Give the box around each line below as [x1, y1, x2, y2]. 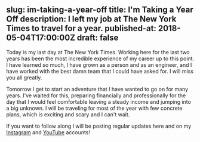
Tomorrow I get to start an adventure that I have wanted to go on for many [6, 85, 189, 92]
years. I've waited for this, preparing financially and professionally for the [6, 92, 186, 99]
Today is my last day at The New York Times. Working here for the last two [6, 48, 190, 55]
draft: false [76, 33, 119, 43]
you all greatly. [6, 74, 42, 81]
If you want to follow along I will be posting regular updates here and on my [6, 122, 192, 129]
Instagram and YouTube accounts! [6, 128, 91, 136]
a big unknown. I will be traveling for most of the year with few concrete [6, 104, 183, 112]
